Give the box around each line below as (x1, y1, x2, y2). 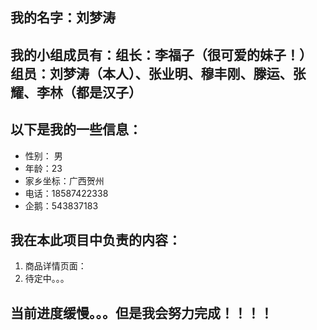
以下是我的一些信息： (10, 121, 142, 138)
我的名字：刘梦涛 (10, 9, 116, 27)
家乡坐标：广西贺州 (24, 174, 105, 187)
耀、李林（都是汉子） (10, 84, 142, 101)
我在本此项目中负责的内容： (10, 231, 182, 248)
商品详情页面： (24, 260, 87, 272)
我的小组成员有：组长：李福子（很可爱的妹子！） (10, 46, 313, 63)
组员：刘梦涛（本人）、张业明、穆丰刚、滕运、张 (10, 65, 307, 82)
